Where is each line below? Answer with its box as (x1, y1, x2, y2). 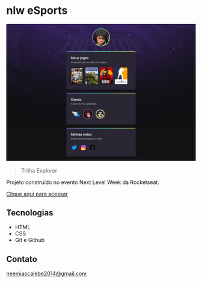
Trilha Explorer (20, 167, 58, 174)
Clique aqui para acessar (6, 190, 68, 197)
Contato (6, 254, 37, 264)
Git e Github (14, 237, 45, 244)
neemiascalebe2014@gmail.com (6, 270, 87, 278)
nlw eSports (6, 4, 68, 17)
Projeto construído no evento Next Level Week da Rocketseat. (6, 179, 159, 186)
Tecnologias (6, 208, 54, 218)
